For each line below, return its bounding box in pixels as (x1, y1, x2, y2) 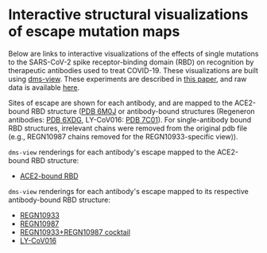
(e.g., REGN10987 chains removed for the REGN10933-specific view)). (8, 131, 238, 141)
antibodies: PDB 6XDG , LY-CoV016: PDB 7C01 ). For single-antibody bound (8, 115, 252, 124)
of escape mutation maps (8, 22, 180, 41)
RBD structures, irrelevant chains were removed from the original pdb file (8, 123, 248, 133)
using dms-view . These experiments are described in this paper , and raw (8, 74, 247, 84)
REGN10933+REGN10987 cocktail (19, 227, 131, 236)
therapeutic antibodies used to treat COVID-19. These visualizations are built (8, 65, 258, 75)
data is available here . (8, 82, 80, 92)
